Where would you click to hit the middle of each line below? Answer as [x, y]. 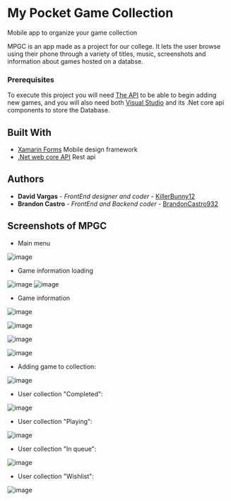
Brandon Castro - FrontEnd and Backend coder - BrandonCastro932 [118, 204]
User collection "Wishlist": [55, 476]
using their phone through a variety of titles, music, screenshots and [107, 54]
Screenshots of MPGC [57, 226]
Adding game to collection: [57, 367]
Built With [29, 132]
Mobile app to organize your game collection [72, 33]
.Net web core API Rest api [57, 157]
